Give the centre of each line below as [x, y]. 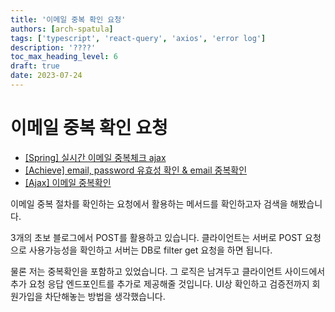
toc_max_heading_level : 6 [64, 57]
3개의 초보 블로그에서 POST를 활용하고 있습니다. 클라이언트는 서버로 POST [156, 237]
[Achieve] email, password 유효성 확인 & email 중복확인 [136, 170]
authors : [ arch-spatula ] [62, 29]
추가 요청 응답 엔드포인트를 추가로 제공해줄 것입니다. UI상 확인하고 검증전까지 [160, 283]
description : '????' [53, 47]
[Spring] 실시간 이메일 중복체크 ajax [95, 157]
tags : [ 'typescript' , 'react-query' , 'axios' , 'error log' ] [138, 38]
